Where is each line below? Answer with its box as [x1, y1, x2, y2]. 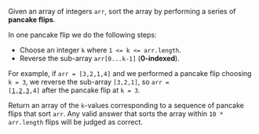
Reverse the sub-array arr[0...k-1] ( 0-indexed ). [19, 54, 181, 63]
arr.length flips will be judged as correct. [8, 118, 144, 126]
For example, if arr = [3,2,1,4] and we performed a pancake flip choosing [8, 69, 252, 78]
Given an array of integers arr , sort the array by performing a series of [8, 7, 237, 16]
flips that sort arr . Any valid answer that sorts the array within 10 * [8, 109, 224, 118]
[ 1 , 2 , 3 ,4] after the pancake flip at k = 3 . [8, 85, 140, 95]
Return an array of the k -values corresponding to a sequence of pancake [8, 101, 245, 110]
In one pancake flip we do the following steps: [8, 31, 157, 39]
